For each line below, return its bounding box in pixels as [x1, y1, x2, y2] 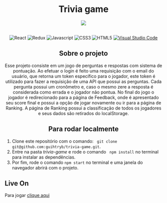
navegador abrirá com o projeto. [11, 164, 78, 170]
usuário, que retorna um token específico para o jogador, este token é [11, 73, 155, 79]
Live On [4, 179, 29, 187]
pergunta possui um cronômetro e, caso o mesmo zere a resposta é [13, 83, 153, 89]
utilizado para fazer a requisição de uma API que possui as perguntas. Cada [5, 78, 162, 84]
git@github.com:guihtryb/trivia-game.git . [11, 143, 101, 149]
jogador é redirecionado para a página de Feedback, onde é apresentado [8, 94, 159, 100]
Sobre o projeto [59, 49, 108, 58]
